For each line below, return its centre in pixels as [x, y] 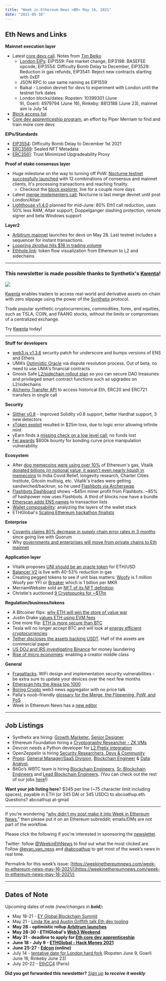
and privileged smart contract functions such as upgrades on [75, 379]
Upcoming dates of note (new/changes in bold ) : [54, 907]
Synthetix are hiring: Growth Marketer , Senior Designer [68, 737]
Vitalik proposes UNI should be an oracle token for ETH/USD [74, 567]
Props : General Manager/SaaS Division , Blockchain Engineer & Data [81, 758]
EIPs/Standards [21, 134]
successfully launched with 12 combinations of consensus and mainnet [85, 179]
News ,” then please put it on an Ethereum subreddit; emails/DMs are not [79, 819]
